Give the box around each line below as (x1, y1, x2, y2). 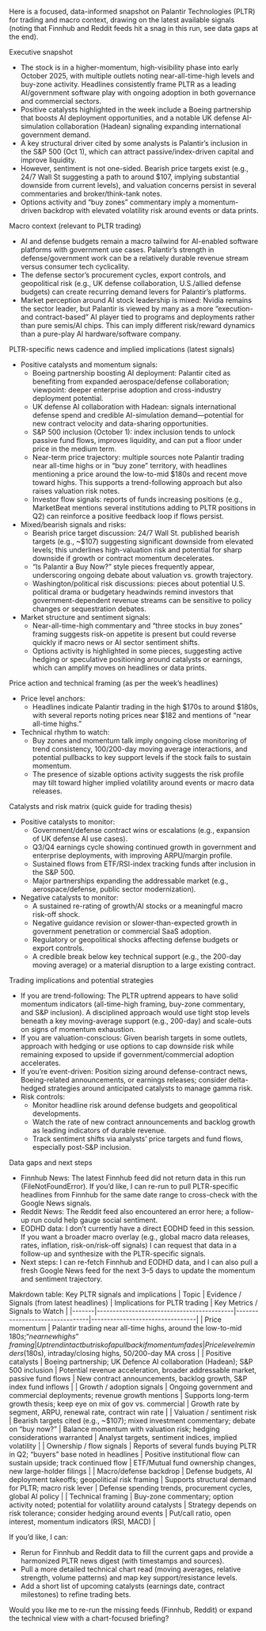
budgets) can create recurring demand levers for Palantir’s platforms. (20, 287, 247, 296)
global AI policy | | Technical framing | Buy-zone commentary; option (9, 1492, 234, 1501)
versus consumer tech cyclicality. (20, 262, 130, 271)
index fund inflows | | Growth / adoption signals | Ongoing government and (9, 1382, 253, 1392)
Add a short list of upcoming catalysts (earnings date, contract (20, 1581, 225, 1591)
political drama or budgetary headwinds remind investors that (32, 587, 234, 597)
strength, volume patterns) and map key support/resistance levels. (20, 1573, 238, 1582)
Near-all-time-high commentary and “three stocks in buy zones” (32, 621, 243, 630)
